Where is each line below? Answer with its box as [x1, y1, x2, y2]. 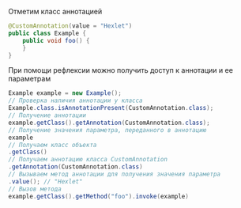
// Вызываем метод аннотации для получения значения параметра [8, 170, 221, 178]
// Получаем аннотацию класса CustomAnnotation [8, 156, 168, 164]
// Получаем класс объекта [8, 141, 97, 149]
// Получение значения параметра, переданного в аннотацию [8, 126, 207, 134]
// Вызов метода [8, 185, 62, 193]
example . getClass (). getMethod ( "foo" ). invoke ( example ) [8, 192, 190, 200]
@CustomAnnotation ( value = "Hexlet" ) [8, 22, 133, 30]
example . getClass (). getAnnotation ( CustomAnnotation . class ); [8, 119, 211, 127]
